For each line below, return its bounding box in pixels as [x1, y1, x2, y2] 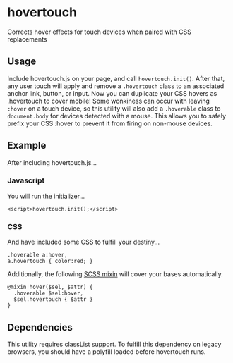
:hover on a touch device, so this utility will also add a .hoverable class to [7, 104, 221, 113]
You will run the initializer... [7, 192, 85, 200]
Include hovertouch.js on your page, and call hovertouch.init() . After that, [7, 74, 225, 82]
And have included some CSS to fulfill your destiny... [7, 238, 160, 247]
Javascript [7, 176, 45, 185]
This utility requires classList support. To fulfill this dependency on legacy [7, 340, 222, 348]
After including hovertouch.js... [7, 158, 97, 166]
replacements [7, 35, 47, 43]
